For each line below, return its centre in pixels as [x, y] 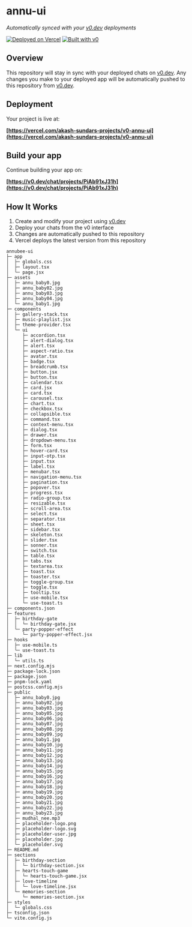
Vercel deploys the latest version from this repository [80, 241]
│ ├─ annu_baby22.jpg [34, 808]
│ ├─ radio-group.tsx [38, 498]
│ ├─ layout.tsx [28, 267]
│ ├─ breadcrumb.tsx [37, 367]
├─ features [21, 614]
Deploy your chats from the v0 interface [64, 228]
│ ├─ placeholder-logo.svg [41, 829]
